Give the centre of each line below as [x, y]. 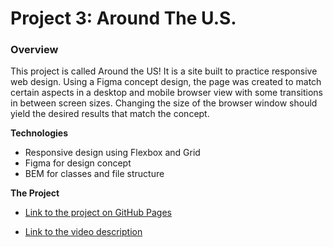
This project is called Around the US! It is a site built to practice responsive [164, 71]
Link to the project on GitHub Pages [98, 213]
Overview [34, 50]
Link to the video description [83, 232]
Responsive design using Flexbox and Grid [112, 153]
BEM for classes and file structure [94, 174]
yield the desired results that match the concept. [110, 114]
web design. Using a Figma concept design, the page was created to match [166, 82]
